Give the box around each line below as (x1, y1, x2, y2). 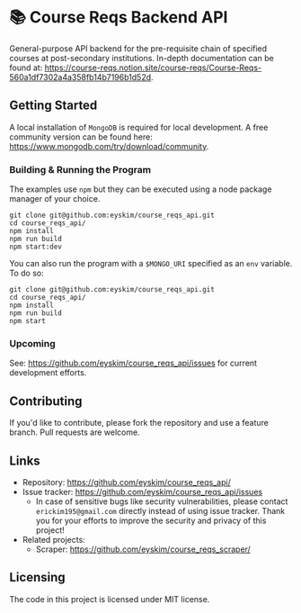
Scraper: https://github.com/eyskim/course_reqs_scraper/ (35, 544, 252, 554)
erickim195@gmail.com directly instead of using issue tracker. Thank (35, 505, 286, 516)
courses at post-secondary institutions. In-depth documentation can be (9, 52, 274, 63)
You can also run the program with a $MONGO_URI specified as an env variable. (9, 258, 293, 269)
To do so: (9, 267, 44, 279)
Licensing (9, 570, 66, 585)
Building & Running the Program (9, 163, 151, 176)
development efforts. (9, 367, 87, 378)
